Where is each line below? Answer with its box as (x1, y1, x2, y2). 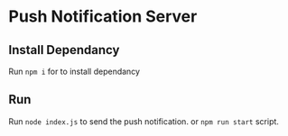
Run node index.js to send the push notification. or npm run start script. (8, 115, 279, 127)
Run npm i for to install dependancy (8, 66, 141, 77)
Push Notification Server (8, 6, 198, 27)
